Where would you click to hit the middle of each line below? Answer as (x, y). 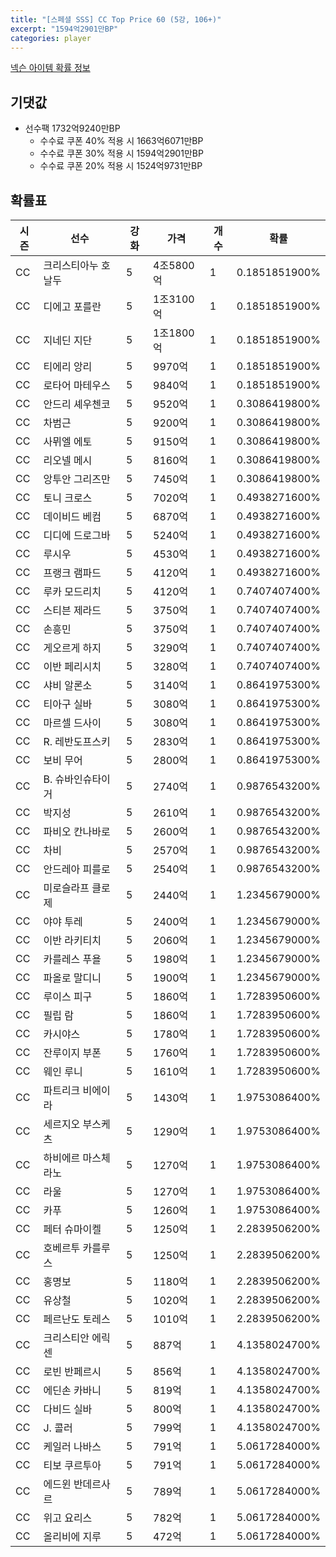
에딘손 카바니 (72, 1390)
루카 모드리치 (72, 591)
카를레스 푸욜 (72, 959)
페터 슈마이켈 (72, 1229)
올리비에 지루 (72, 1536)
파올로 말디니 (72, 978)
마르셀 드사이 (72, 723)
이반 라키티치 (72, 940)
